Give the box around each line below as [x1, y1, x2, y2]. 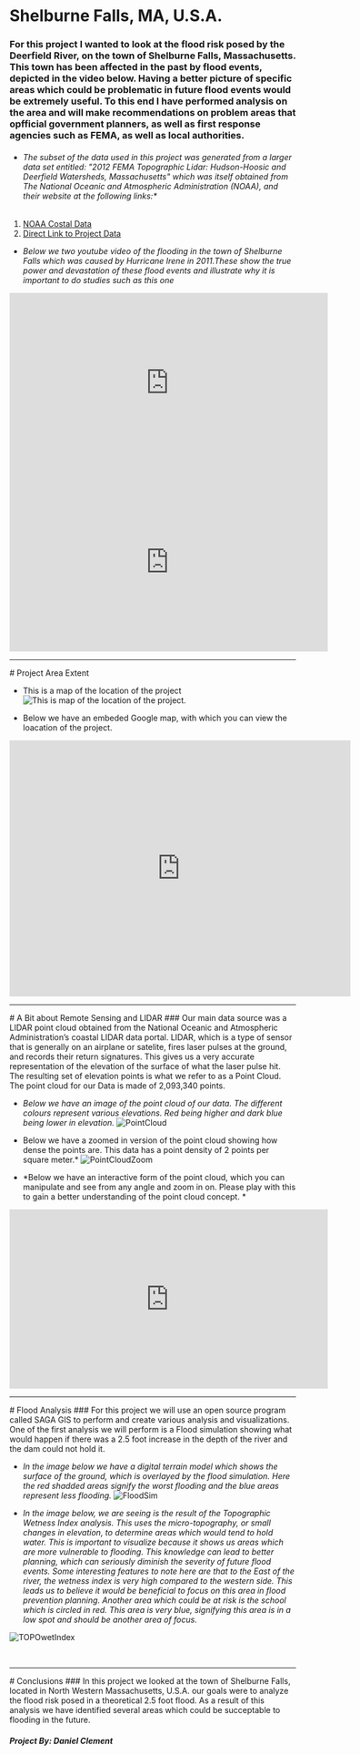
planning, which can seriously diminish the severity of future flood [22, 1556, 271, 1567]
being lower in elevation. [22, 1117, 115, 1128]
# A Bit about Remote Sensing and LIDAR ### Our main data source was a [9, 1013, 287, 1024]
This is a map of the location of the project [22, 685, 182, 697]
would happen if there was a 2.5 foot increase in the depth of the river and [9, 1434, 288, 1444]
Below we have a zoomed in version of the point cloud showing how [22, 1135, 278, 1146]
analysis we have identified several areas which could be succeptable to [9, 1705, 281, 1716]
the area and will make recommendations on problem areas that [9, 107, 296, 119]
